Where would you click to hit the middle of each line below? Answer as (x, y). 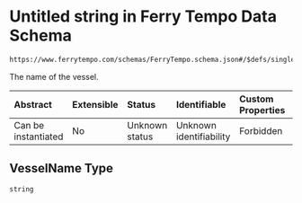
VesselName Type (62, 168)
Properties (262, 110)
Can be (29, 125)
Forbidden (261, 130)
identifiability (203, 137)
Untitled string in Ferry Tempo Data (143, 17)
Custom (257, 99)
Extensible (95, 104)
